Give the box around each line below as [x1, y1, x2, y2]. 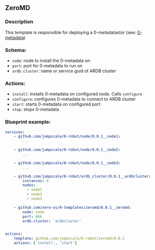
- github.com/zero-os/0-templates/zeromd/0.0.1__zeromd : [14, 205, 132, 210]
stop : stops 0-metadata [12, 107, 59, 112]
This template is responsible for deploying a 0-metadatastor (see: [5, 29, 137, 35]
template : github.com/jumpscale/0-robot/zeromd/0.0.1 [14, 236, 125, 241]
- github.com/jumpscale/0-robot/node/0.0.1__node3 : [14, 160, 121, 165]
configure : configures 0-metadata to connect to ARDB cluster [12, 96, 136, 102]
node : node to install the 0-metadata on [12, 58, 90, 63]
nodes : [22, 183, 36, 188]
